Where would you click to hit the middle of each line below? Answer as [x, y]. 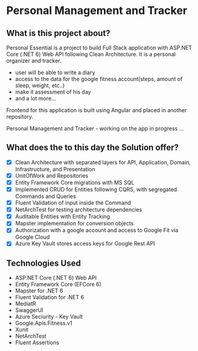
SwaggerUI [29, 310]
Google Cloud [32, 237]
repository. [20, 117]
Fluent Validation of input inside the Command [73, 203]
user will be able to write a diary [55, 73]
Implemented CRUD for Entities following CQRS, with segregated [96, 189]
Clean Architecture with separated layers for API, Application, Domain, [103, 162]
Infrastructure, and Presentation [55, 169]
